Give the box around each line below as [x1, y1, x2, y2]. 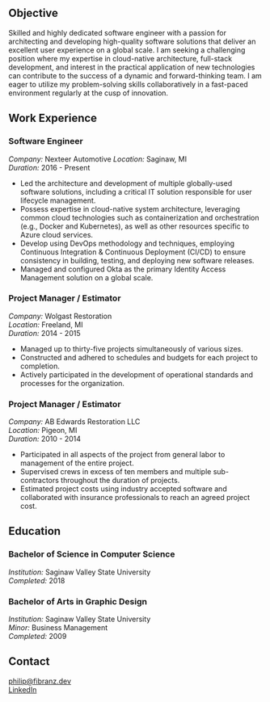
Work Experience [8, 111, 98, 125]
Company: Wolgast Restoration [8, 311, 112, 321]
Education [8, 524, 61, 538]
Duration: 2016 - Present [8, 162, 91, 172]
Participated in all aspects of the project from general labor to [19, 450, 226, 460]
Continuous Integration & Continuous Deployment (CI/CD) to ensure [19, 246, 247, 257]
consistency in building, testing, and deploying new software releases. [19, 255, 255, 265]
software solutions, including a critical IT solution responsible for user [19, 187, 252, 196]
